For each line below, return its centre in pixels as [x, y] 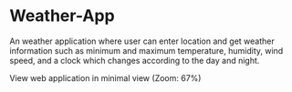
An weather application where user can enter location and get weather [142, 41]
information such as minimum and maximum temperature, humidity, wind [146, 50]
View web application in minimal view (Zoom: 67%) [105, 77]
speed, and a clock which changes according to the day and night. [135, 60]
